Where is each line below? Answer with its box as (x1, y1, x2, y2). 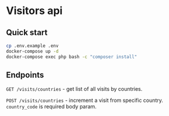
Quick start (6, 28, 48, 37)
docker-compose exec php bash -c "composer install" (6, 54, 137, 60)
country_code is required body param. (6, 103, 97, 110)
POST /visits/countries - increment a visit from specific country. (6, 97, 164, 104)
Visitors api (6, 4, 63, 18)
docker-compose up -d (6, 48, 59, 54)
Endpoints (6, 70, 44, 80)
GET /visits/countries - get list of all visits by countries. (6, 86, 143, 93)
